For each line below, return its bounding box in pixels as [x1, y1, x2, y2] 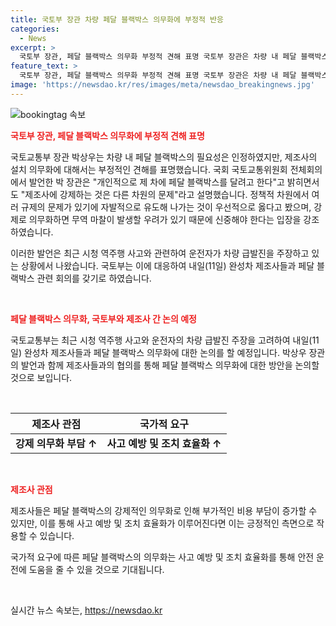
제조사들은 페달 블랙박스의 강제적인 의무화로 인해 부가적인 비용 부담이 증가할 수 [10, 504, 318, 516]
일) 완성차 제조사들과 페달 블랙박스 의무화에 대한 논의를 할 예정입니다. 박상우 [10, 346, 307, 358]
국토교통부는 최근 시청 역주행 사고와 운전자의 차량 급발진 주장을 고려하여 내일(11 [10, 334, 320, 346]
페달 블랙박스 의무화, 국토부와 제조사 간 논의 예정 [10, 312, 197, 325]
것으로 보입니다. [10, 371, 73, 383]
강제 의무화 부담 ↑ [15, 436, 98, 450]
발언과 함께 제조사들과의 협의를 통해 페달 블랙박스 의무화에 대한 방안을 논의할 [20, 359, 320, 371]
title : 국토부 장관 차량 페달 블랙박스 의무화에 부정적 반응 [10, 14, 224, 25]
